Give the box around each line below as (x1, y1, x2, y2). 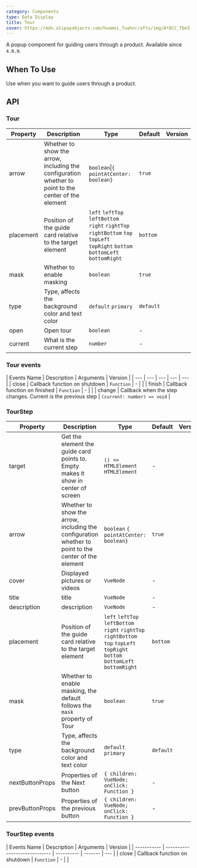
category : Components (6, 8, 59, 15)
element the (61, 440, 94, 448)
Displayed (61, 569, 89, 578)
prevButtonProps (9, 805, 56, 813)
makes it (61, 470, 85, 478)
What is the (43, 336, 75, 344)
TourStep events (6, 830, 55, 838)
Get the (61, 433, 82, 441)
